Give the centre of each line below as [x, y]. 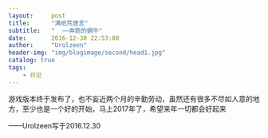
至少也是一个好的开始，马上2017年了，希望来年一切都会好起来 [124, 108]
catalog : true [32, 61]
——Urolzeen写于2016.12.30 [55, 125]
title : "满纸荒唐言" [48, 23]
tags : [17, 68]
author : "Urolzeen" [48, 45]
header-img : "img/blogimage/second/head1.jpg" [87, 53]
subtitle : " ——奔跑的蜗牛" [55, 30]
